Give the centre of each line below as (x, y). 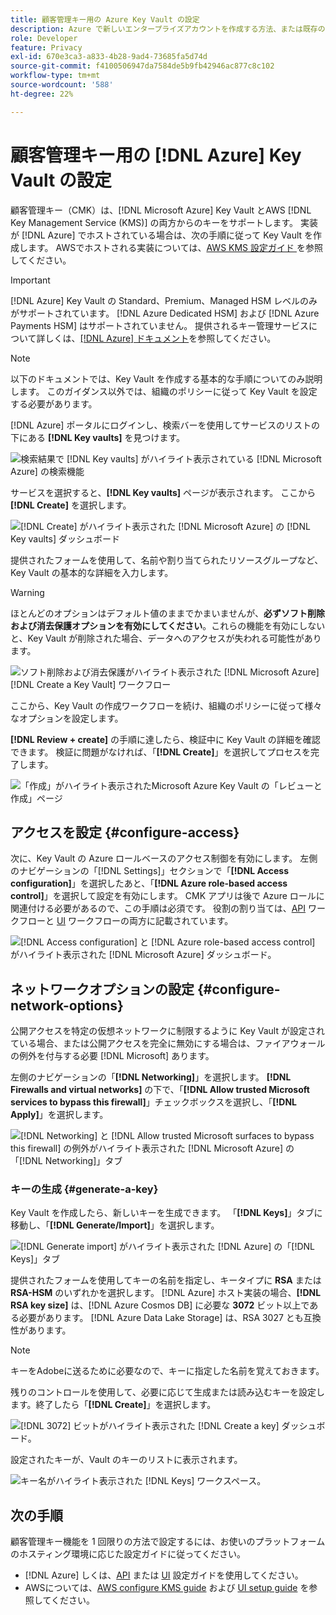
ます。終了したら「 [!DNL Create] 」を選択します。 (113, 1405)
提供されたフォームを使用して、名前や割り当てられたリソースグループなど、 (167, 560)
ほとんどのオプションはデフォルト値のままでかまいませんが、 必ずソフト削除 (167, 613)
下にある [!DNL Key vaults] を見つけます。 (98, 437)
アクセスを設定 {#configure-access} (125, 832)
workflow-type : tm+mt (55, 76)
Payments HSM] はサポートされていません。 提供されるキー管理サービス (160, 325)
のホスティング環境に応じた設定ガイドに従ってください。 (128, 1554)
